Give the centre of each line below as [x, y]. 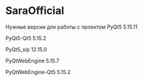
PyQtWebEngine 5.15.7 [32, 61]
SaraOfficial [35, 11]
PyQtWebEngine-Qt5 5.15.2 [38, 72]
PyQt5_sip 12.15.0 [26, 49]
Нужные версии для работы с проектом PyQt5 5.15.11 [71, 27]
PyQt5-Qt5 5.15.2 [26, 38]
